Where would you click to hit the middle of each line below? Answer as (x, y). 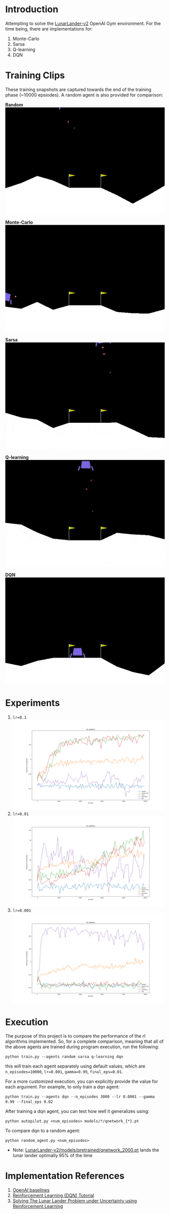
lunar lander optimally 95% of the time (52, 1156)
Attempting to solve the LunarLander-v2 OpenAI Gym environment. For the (83, 23)
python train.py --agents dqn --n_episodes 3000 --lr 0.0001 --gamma (80, 1097)
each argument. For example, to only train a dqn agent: (62, 1087)
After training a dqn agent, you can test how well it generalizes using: (77, 1111)
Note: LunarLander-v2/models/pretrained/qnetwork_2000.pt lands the (86, 1150)
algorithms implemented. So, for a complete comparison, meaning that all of (84, 1041)
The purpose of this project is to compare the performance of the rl (75, 1036)
